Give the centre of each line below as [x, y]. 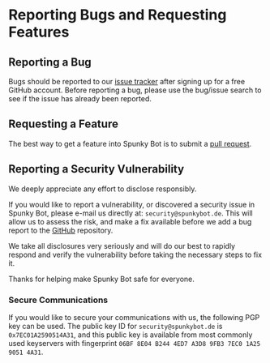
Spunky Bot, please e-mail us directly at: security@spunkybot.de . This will [131, 213]
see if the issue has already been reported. [80, 98]
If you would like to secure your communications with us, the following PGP [134, 317]
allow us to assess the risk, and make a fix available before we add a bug [130, 221]
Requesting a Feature [64, 124]
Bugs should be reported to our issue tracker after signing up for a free [127, 81]
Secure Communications [58, 300]
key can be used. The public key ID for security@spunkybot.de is [116, 326]
